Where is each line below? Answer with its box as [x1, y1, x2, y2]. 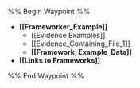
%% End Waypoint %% [7, 71, 84, 80]
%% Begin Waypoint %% [7, 7, 91, 16]
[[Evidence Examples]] [30, 31, 106, 40]
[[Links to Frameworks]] [18, 55, 101, 65]
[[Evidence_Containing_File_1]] [30, 39, 130, 48]
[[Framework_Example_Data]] [30, 48, 132, 56]
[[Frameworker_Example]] [18, 22, 108, 31]
